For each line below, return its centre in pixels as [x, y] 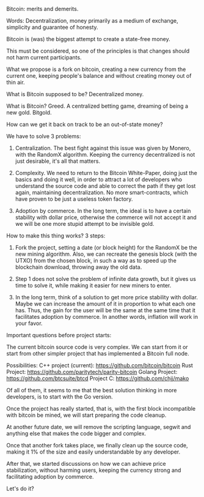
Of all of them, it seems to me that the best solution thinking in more [92, 390]
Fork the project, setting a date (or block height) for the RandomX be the [106, 248]
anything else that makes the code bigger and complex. [76, 433]
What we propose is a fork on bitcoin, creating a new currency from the [96, 69]
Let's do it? [20, 488]
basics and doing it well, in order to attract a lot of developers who [98, 179]
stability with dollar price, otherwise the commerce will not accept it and [106, 217]
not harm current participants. [44, 57]
